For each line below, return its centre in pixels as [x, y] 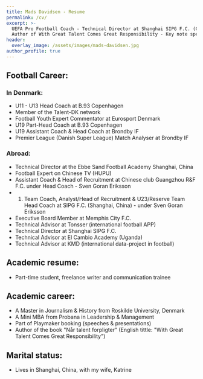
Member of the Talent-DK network [58, 112]
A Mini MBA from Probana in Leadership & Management [85, 317]
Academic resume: [43, 263]
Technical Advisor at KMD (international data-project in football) [95, 244]
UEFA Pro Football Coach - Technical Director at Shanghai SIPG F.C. [101, 29]
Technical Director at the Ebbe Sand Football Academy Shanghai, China [104, 167]
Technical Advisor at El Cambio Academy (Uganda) [79, 237]
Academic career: [41, 296]
